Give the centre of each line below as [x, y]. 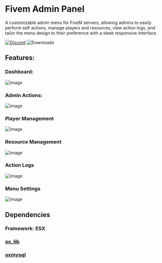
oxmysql [15, 255]
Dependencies [28, 215]
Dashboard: [19, 72]
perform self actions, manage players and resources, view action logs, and [80, 27]
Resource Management [33, 142]
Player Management [30, 119]
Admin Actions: [24, 95]
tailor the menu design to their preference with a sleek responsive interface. [81, 33]
